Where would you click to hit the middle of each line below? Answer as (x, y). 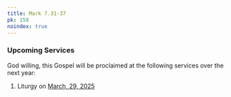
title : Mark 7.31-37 (37, 13)
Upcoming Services (41, 50)
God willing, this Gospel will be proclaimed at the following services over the (115, 65)
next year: (21, 72)
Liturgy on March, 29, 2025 (56, 86)
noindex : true (28, 26)
